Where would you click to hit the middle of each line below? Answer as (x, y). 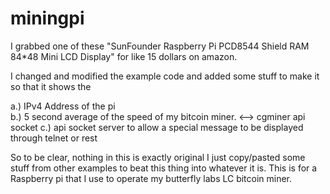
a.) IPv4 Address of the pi (63, 106)
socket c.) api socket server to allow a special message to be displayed (157, 127)
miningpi (47, 18)
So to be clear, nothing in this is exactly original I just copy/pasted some (158, 157)
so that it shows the (51, 86)
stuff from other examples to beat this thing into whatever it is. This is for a (164, 168)
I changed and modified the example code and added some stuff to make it (165, 76)
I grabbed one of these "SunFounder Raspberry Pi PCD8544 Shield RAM (160, 46)
